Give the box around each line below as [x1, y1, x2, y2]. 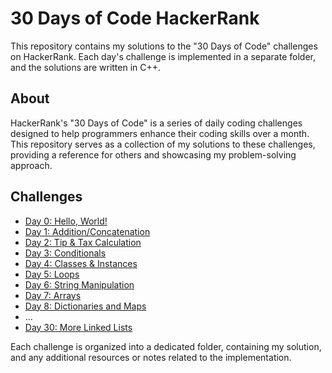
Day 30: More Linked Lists [24, 321, 133, 333]
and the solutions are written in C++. [10, 61, 162, 73]
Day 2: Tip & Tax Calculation [24, 236, 142, 248]
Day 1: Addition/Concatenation [24, 225, 151, 237]
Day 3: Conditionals [24, 247, 107, 259]
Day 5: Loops [24, 268, 80, 280]
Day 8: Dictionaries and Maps [24, 300, 147, 312]
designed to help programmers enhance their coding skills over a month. [10, 127, 310, 139]
